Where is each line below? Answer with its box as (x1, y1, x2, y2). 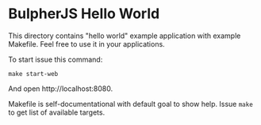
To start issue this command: (8, 55, 103, 64)
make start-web (8, 70, 59, 78)
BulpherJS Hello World (8, 5, 160, 23)
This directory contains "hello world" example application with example (8, 31, 241, 40)
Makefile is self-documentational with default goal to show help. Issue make (8, 99, 254, 108)
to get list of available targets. (8, 108, 106, 117)
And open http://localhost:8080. (8, 84, 113, 93)
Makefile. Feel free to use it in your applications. (8, 39, 165, 48)
